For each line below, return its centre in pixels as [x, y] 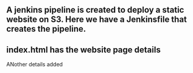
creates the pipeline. [46, 29]
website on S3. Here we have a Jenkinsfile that [97, 20]
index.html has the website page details [84, 50]
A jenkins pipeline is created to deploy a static [95, 10]
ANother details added [34, 64]
